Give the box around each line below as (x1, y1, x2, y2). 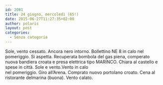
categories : (5, 30, 30, 35)
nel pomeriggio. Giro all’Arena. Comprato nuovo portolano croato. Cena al (5, 69, 156, 75)
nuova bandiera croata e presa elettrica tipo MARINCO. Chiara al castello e (5, 59, 158, 65)
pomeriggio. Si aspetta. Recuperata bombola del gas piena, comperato (5, 53, 150, 59)
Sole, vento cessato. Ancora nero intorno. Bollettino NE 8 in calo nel (5, 48, 144, 54)
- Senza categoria (9, 35, 48, 40)
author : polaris (5, 21, 39, 26)
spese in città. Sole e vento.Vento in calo (5, 64, 88, 70)
